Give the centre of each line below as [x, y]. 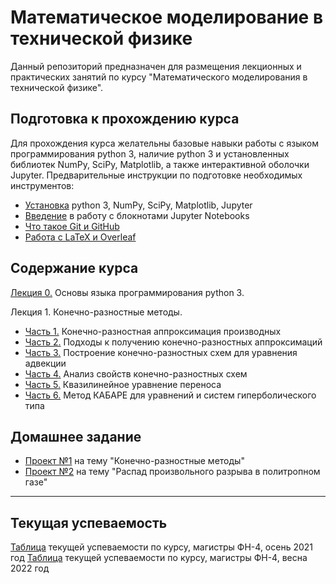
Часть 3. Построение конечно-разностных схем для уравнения [161, 352]
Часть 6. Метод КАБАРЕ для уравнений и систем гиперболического [170, 395]
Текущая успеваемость [89, 522]
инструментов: [42, 185]
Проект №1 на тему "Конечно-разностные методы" [134, 461]
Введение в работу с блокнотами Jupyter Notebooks [137, 215]
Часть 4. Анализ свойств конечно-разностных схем [136, 373]
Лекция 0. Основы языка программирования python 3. [127, 292]
